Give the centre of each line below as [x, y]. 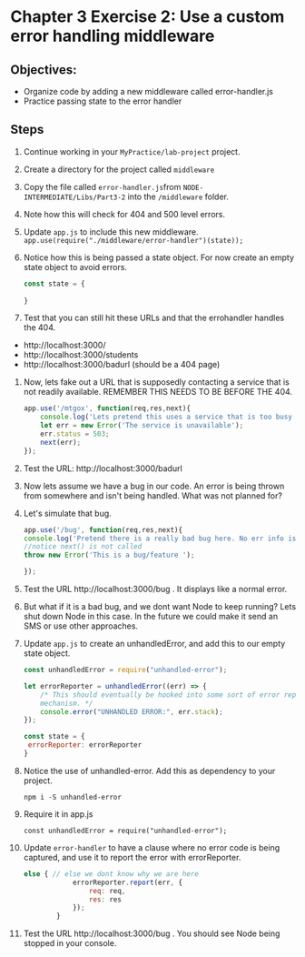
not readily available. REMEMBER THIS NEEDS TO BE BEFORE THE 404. [158, 392]
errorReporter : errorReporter [85, 745]
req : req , [107, 891]
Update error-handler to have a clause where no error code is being [152, 847]
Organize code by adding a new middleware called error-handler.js [148, 91]
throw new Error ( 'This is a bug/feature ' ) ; [109, 555]
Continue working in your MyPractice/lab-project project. [132, 151]
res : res [105, 899]
